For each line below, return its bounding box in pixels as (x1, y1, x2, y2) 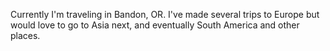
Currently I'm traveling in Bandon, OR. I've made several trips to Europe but (10, 9, 320, 20)
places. (10, 30, 41, 41)
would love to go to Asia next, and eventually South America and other (10, 19, 300, 31)
